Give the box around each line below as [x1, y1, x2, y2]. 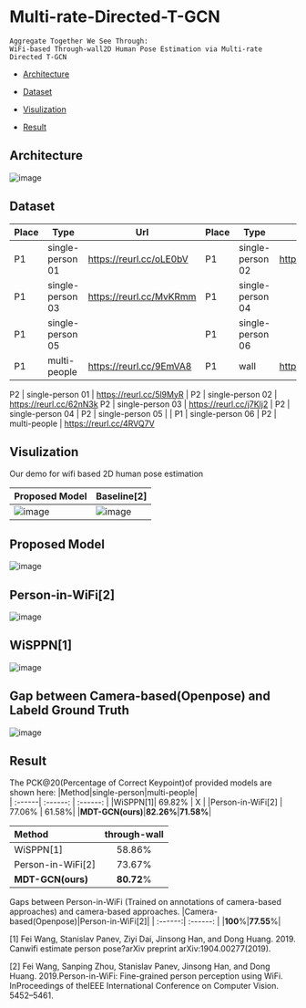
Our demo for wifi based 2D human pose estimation [9, 468, 204, 480]
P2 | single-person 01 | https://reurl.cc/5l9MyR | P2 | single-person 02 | [9, 389, 278, 400]
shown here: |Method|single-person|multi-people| [9, 787, 198, 798]
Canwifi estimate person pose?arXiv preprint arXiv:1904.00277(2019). [9, 943, 271, 954]
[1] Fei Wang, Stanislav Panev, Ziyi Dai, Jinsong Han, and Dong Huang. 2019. [9, 933, 296, 945]
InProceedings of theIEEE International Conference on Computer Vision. [9, 981, 280, 992]
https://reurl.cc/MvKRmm [87, 290, 197, 303]
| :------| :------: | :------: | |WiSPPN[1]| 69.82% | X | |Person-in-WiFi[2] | [9, 796, 283, 808]
